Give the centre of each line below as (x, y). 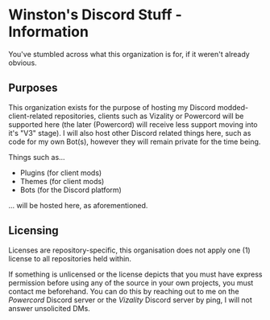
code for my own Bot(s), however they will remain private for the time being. (135, 142)
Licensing (33, 231)
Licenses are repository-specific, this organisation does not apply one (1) (130, 250)
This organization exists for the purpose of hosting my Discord (112, 107)
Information (48, 32)
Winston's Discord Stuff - (96, 15)
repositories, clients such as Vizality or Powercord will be (149, 116)
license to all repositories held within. (70, 258)
